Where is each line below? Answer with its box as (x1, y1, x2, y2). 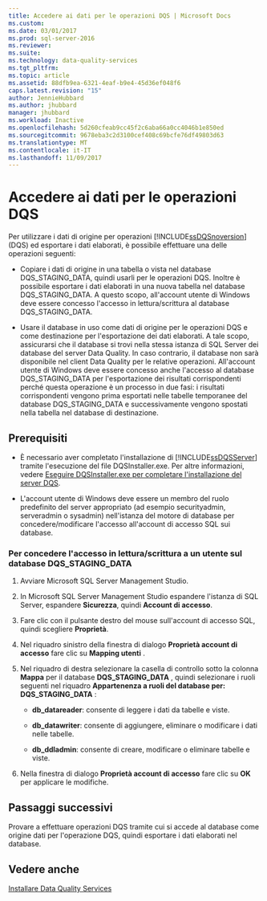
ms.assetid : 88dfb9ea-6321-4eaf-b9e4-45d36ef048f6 (8, 79, 181, 87)
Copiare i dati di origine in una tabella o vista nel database (19, 264, 212, 274)
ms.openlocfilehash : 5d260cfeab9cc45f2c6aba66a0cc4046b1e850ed (8, 124, 225, 132)
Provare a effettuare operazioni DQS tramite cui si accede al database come (8, 822, 259, 832)
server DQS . (19, 479, 61, 487)
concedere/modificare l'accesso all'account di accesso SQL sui (19, 520, 231, 528)
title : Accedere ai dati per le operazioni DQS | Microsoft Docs (8, 11, 231, 20)
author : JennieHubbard (8, 94, 84, 102)
